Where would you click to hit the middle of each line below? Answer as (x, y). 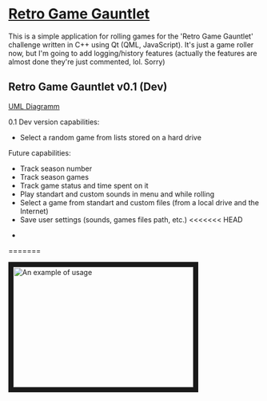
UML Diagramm (34, 106)
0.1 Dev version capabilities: (54, 122)
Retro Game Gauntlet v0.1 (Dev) (88, 87)
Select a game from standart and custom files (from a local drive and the (139, 202)
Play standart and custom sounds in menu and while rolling (117, 194)
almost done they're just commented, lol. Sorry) (87, 62)
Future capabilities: (40, 152)
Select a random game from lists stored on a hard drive (111, 137)
